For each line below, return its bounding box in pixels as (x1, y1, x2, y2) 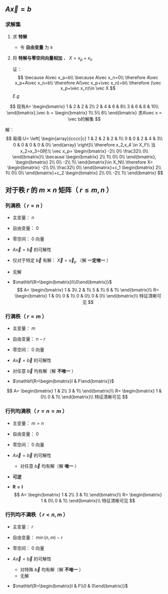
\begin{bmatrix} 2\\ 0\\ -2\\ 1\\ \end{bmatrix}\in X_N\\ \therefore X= (15, 159, 153, 165)
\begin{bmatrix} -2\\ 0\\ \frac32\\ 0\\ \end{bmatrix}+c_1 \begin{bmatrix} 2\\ (7, 165, 161, 171)
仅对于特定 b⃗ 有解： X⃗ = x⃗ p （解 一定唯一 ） (12, 257, 111, 264)
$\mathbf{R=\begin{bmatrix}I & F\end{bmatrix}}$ (12, 378, 114, 384)
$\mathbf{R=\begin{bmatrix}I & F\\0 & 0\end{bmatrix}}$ (12, 582, 128, 589)
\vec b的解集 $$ (67, 116, 101, 122)
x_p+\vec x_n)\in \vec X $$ (60, 85, 116, 91)
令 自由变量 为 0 (20, 44, 53, 50)
